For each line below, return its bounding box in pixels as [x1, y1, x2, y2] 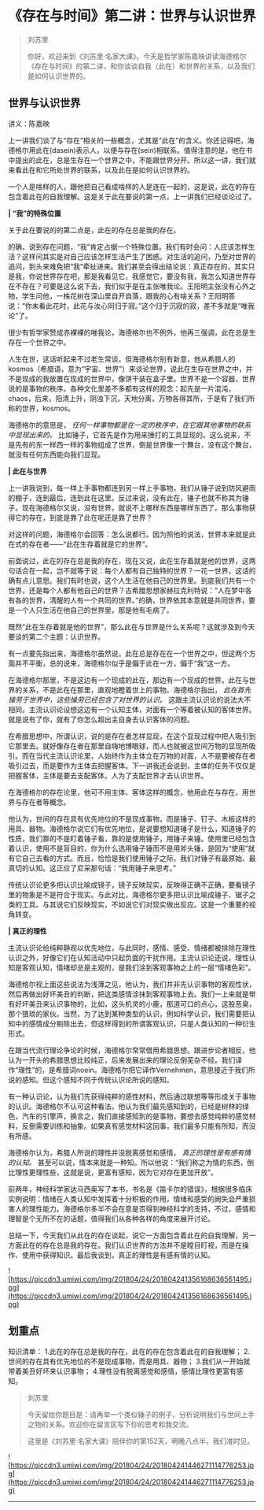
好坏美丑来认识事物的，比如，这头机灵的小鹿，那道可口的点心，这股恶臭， [14, 999, 256, 1008]
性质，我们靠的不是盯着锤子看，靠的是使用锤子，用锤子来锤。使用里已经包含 [8, 833, 256, 843]
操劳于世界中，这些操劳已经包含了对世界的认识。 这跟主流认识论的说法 [8, 695, 237, 704]
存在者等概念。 [21, 797, 71, 807]
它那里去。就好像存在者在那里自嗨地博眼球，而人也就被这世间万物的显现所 [8, 741, 249, 751]
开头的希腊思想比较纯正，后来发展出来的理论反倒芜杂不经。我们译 [28, 1055, 242, 1064]
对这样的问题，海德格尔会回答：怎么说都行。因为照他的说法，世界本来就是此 [8, 529, 256, 539]
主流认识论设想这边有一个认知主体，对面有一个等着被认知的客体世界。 [28, 704, 256, 714]
